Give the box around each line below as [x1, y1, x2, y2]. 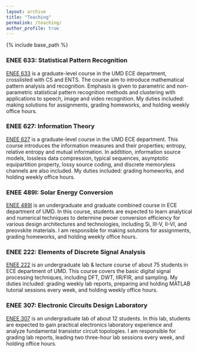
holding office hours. [6, 340, 57, 347]
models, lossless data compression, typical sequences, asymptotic [6, 155, 169, 162]
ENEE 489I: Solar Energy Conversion [6, 188, 113, 196]
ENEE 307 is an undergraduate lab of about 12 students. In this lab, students [6, 315, 191, 322]
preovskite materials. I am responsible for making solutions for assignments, [6, 227, 191, 234]
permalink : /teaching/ [6, 20, 62, 25]
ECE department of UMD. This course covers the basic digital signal [6, 268, 171, 275]
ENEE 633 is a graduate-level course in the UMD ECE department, [6, 69, 167, 77]
